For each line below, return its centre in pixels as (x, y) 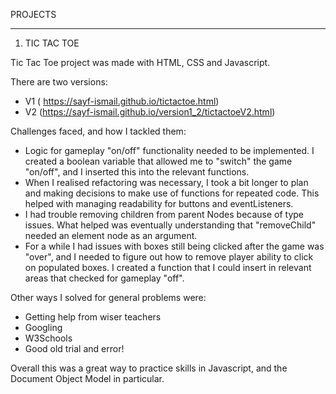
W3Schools (48, 338)
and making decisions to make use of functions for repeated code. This (172, 193)
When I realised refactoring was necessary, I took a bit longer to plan (166, 182)
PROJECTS (33, 14)
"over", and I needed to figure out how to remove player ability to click (169, 257)
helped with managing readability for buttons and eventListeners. (159, 203)
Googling (43, 327)
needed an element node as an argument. (111, 235)
